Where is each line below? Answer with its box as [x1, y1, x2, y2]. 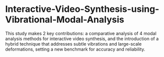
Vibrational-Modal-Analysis [5, 14, 124, 25]
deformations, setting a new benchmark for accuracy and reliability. [5, 46, 145, 52]
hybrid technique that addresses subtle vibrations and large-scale [5, 41, 142, 47]
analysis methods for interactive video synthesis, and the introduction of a [5, 36, 159, 42]
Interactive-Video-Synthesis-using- [5, 3, 159, 15]
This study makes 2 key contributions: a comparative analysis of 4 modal [5, 30, 157, 36]
